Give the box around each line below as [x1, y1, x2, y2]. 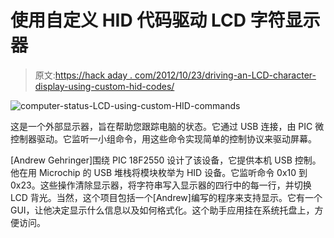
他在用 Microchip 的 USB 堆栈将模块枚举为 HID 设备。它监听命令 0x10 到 [10, 166, 308, 178]
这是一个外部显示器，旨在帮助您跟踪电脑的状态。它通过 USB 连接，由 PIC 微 [10, 120, 325, 132]
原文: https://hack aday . [34, 69, 133, 81]
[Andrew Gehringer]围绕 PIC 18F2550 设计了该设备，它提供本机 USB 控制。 [10, 154, 322, 166]
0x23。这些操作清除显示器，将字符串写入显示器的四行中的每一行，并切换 [10, 179, 312, 191]
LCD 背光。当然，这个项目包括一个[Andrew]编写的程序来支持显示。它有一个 [10, 191, 323, 203]
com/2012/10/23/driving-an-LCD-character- [134, 69, 317, 81]
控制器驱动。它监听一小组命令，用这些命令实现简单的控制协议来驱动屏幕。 [10, 132, 317, 145]
